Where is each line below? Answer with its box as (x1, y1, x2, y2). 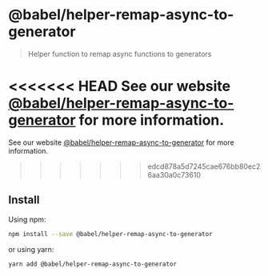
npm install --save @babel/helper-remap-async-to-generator (8, 230, 214, 238)
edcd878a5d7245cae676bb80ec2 (147, 162, 261, 171)
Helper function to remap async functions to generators (27, 49, 212, 58)
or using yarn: (8, 244, 54, 254)
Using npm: (8, 214, 46, 224)
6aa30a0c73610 (147, 170, 202, 179)
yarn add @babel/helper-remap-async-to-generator (8, 260, 178, 268)
